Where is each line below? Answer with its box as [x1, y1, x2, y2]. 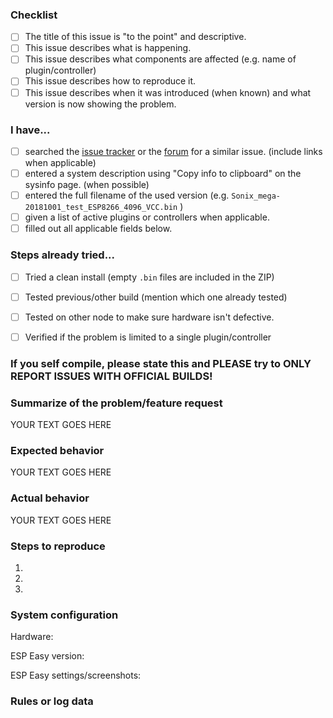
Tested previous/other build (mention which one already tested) [24, 291, 288, 303]
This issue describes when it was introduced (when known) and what [24, 86, 312, 98]
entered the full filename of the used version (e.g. [24, 189, 230, 202]
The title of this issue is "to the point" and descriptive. [24, 31, 247, 43]
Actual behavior [10, 491, 90, 505]
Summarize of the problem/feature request [10, 396, 223, 410]
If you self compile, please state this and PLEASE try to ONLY [10, 356, 312, 370]
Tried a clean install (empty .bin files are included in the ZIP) [24, 271, 275, 283]
